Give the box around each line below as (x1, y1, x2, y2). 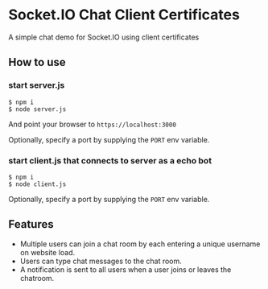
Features (8, 217, 54, 231)
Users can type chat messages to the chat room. (19, 256, 183, 266)
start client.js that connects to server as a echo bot (8, 155, 212, 166)
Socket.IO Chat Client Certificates (8, 6, 240, 24)
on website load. (19, 247, 76, 257)
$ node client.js (8, 180, 67, 188)
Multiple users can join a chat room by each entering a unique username (19, 239, 261, 249)
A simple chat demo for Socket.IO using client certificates (8, 32, 200, 42)
